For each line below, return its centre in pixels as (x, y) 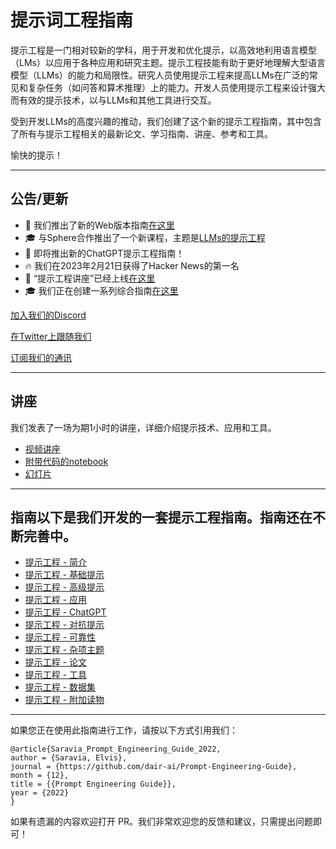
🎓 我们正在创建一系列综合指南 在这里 (101, 290)
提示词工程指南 (72, 20)
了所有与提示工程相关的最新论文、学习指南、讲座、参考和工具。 (141, 133)
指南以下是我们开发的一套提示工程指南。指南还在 (161, 517)
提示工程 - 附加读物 (64, 700)
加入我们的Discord (48, 315)
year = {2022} (40, 793)
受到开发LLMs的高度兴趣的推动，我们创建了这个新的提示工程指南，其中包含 (166, 121)
